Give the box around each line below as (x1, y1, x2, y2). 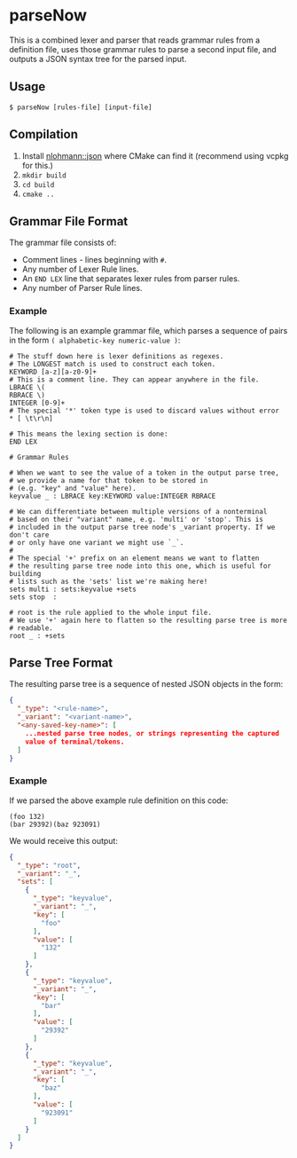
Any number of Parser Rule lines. (21, 283, 143, 294)
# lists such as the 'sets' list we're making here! (9, 577, 208, 586)
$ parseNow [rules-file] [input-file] (9, 103, 152, 112)
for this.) (21, 160, 53, 170)
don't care (9, 530, 50, 540)
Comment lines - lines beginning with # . (21, 255, 167, 265)
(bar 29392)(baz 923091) (9, 820, 101, 829)
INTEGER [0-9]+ (9, 398, 66, 407)
